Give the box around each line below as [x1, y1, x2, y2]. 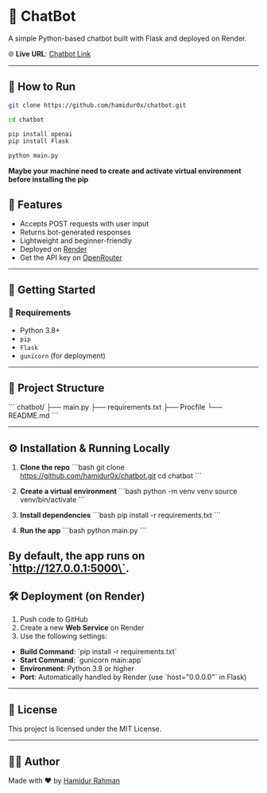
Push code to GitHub [19, 614, 89, 624]
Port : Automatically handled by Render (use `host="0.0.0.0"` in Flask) [19, 673, 247, 682]
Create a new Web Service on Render [19, 623, 145, 633]
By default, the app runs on [8, 549, 145, 563]
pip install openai [8, 130, 73, 138]
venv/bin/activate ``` [19, 495, 86, 504]
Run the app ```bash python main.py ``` [19, 526, 147, 536]
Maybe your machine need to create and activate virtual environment [8, 167, 242, 176]
